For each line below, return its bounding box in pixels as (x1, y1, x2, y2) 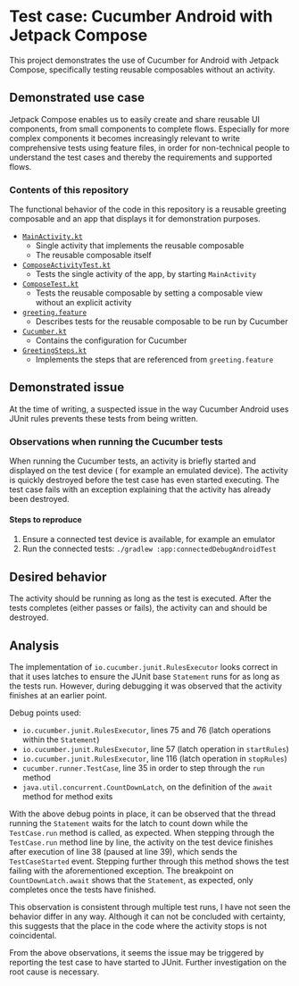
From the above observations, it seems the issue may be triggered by (9, 947, 265, 957)
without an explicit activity (35, 297, 132, 308)
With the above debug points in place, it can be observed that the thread (9, 808, 277, 819)
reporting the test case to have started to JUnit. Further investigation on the (9, 957, 287, 967)
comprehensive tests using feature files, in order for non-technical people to (9, 142, 290, 153)
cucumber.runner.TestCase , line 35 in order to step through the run (21, 762, 265, 773)
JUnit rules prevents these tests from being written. (9, 413, 199, 423)
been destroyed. (9, 494, 70, 505)
